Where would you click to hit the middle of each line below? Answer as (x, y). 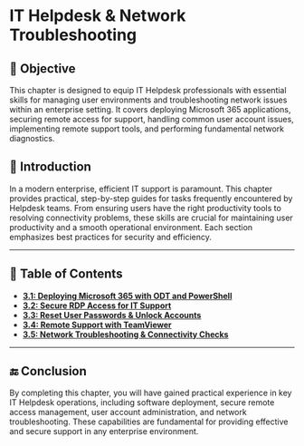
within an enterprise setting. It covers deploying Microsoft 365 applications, (150, 109)
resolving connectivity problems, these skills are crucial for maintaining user (152, 218)
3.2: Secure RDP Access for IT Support (97, 305)
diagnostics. (32, 138)
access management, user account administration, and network (128, 412)
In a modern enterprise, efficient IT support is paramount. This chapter (141, 189)
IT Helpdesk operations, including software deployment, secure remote (142, 402)
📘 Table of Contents (66, 274)
